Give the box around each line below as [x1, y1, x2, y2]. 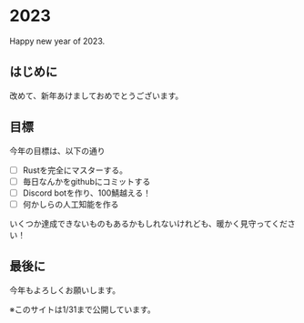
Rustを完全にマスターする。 [22, 165, 128, 176]
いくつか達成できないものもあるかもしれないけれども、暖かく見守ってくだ [9, 217, 289, 228]
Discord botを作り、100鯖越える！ [22, 187, 152, 198]
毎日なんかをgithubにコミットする [22, 176, 151, 187]
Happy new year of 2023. [9, 35, 106, 46]
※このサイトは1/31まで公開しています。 [9, 304, 157, 315]
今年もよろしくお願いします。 [9, 284, 121, 296]
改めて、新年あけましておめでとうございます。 [9, 90, 184, 101]
